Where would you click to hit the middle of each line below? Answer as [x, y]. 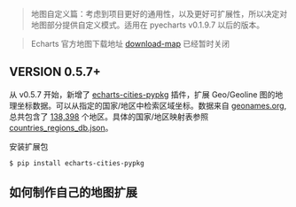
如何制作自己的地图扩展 [73, 192]
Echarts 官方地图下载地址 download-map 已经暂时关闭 [130, 44]
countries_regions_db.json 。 [61, 127]
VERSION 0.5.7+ [55, 72]
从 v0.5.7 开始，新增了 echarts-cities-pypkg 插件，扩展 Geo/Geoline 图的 [142, 94]
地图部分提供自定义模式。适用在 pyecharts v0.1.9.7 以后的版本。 [148, 25]
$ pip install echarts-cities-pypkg [77, 163]
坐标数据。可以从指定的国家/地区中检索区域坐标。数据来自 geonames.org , [152, 105]
